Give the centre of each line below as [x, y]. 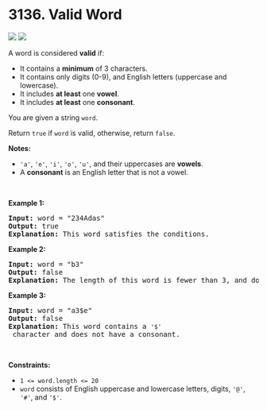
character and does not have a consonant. [96, 334]
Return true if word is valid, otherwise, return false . [92, 133]
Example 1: [27, 203]
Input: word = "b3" [46, 264]
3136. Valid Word [65, 15]
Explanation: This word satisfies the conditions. [109, 234]
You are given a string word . [53, 118]
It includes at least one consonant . [77, 102]
